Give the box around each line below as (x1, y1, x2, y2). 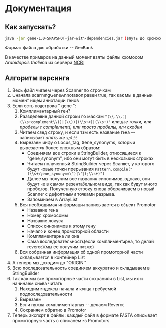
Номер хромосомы (27, 212, 68, 218)
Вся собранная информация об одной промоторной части (19, 249, 143, 255)
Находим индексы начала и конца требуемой (19, 285, 116, 292)
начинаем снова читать (12, 281, 63, 286)
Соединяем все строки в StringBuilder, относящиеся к (27, 150, 142, 156)
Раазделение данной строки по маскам (19, 113, 104, 119)
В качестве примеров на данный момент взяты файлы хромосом (5, 54, 144, 60)
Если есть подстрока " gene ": (12, 102, 77, 109)
